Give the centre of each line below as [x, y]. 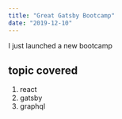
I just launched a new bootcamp [61, 45]
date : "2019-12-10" [40, 23]
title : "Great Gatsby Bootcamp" [61, 15]
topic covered [43, 70]
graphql [32, 106]
